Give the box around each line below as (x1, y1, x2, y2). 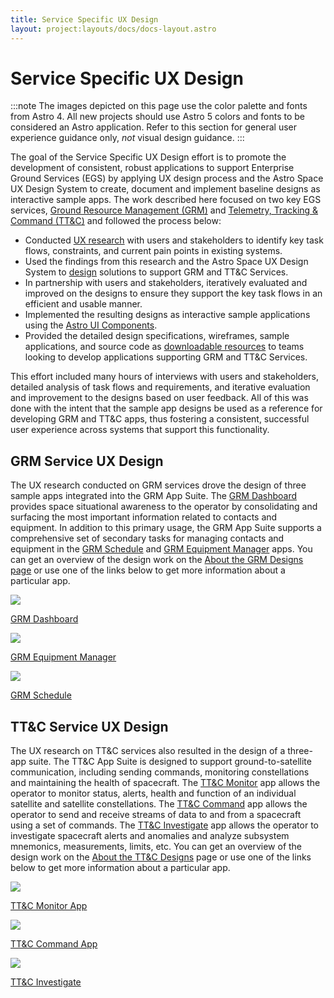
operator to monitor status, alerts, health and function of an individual (10, 787, 297, 800)
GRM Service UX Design (10, 452, 164, 470)
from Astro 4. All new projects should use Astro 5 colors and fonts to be (10, 111, 306, 123)
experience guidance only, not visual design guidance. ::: (10, 132, 245, 144)
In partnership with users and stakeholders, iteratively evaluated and (24, 277, 308, 289)
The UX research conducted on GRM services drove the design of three (10, 479, 307, 491)
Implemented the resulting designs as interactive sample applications (24, 309, 311, 321)
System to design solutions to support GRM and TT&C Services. (24, 266, 289, 278)
